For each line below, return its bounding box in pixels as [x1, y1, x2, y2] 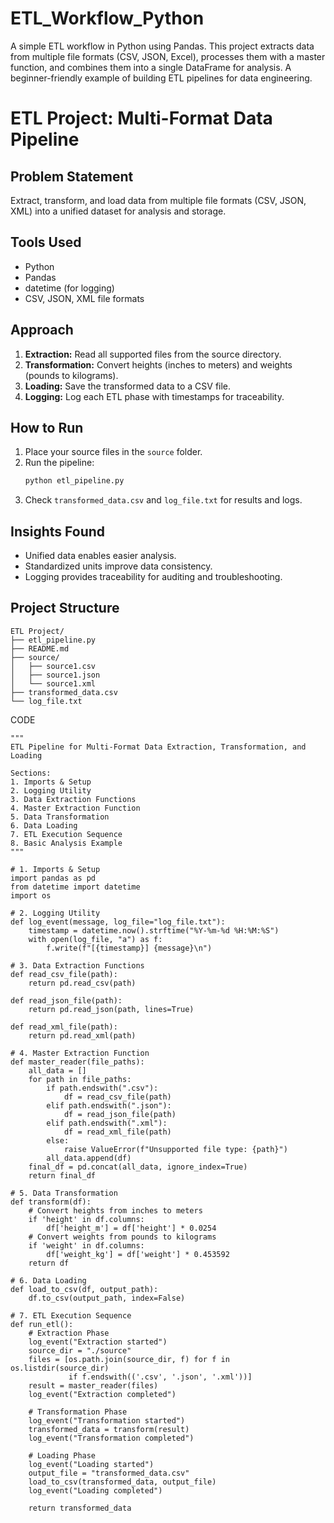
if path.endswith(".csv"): [46, 1083, 159, 1093]
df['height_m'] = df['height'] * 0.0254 [46, 1223, 217, 1233]
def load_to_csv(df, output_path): [10, 1284, 159, 1294]
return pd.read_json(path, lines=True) [28, 1004, 195, 1014]
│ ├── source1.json [10, 670, 101, 680]
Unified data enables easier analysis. [24, 550, 177, 562]
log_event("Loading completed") [28, 1485, 163, 1496]
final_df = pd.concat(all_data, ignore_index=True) [28, 1162, 248, 1172]
